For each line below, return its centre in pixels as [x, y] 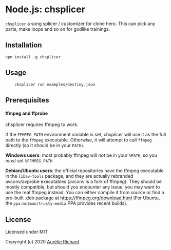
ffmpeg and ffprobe [27, 113]
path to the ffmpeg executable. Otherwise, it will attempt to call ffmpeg [79, 140]
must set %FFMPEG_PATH [29, 161]
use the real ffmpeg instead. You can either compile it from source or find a [85, 193]
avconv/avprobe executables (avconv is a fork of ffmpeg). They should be [83, 182]
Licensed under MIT [26, 232]
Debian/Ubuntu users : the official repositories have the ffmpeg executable [84, 171]
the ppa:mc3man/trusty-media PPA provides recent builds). [66, 203]
